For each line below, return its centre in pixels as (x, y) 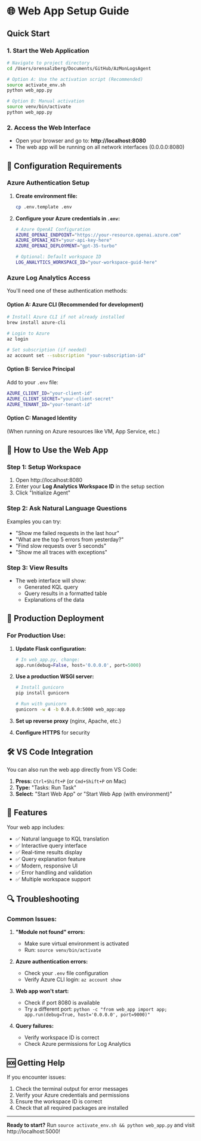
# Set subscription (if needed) (47, 350)
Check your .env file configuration (66, 973)
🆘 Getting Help (36, 1063)
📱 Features (27, 813)
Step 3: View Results (37, 568)
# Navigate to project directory (48, 63)
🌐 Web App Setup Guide (68, 11)
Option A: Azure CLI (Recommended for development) (75, 304)
